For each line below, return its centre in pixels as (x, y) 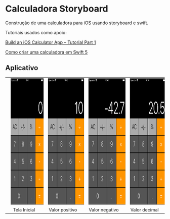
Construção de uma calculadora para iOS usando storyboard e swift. (77, 23)
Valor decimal (144, 209)
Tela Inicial (24, 209)
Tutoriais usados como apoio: (36, 32)
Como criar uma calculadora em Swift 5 (47, 52)
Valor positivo (63, 209)
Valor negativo (103, 209)
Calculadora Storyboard (57, 9)
